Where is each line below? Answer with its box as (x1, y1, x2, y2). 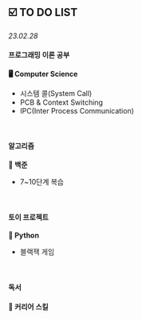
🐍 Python (8, 230, 40, 241)
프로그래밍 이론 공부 (8, 50, 70, 60)
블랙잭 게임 (19, 247, 55, 257)
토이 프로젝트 (8, 212, 49, 221)
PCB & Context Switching (19, 98, 104, 107)
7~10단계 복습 (19, 177, 64, 187)
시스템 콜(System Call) (19, 89, 93, 98)
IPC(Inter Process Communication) (19, 106, 134, 116)
